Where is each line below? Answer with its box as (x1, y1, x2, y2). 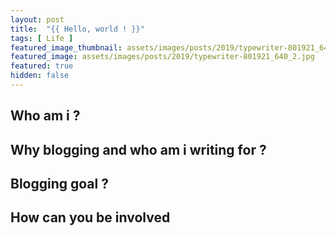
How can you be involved (10, 209, 171, 226)
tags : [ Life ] (10, 33, 74, 43)
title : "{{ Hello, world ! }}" (10, 24, 145, 34)
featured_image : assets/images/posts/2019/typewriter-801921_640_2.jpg (10, 52, 315, 62)
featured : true (10, 61, 74, 71)
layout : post (10, 14, 65, 25)
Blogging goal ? (10, 176, 109, 193)
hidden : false (10, 71, 70, 81)
